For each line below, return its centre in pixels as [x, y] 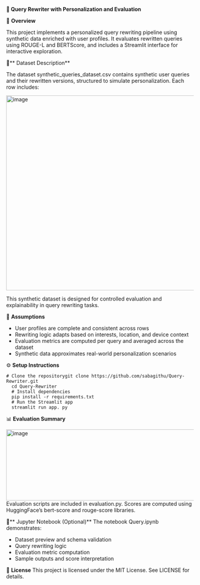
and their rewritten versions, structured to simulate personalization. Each [95, 81]
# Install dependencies [41, 392]
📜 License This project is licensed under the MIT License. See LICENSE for [98, 570]
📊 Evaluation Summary [36, 419]
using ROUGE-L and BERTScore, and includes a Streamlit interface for [92, 45]
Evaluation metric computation [52, 552]
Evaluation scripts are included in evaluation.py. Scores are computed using [99, 504]
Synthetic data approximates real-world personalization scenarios [96, 354]
